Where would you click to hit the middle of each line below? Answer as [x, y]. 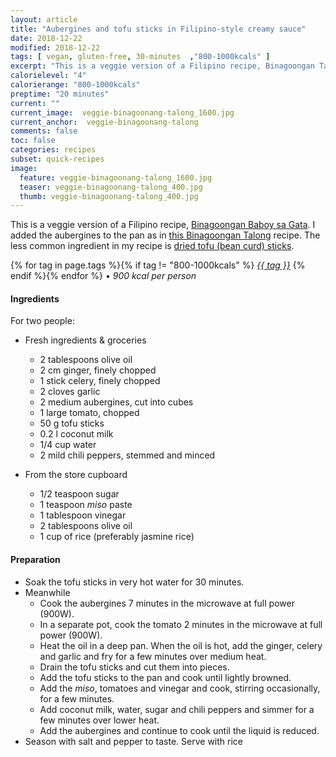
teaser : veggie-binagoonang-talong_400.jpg [111, 187]
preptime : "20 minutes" [60, 94]
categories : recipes [53, 150]
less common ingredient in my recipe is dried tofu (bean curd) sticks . [152, 246]
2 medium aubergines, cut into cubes [116, 402]
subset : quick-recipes [57, 159]
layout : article [44, 19]
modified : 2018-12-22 [55, 47]
